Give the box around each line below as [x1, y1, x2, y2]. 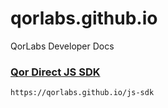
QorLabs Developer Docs [10, 40, 115, 52]
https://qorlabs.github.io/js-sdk [10, 88, 155, 98]
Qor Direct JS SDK [10, 65, 101, 79]
